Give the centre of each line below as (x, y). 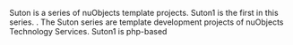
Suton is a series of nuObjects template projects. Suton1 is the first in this (144, 13)
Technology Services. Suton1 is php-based (88, 31)
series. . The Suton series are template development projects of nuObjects (146, 22)
